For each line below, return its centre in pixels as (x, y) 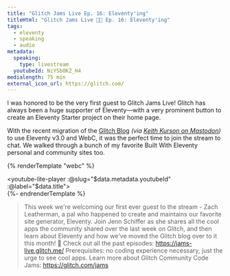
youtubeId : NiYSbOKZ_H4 (47, 71)
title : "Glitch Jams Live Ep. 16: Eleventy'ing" (78, 13)
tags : (15, 26)
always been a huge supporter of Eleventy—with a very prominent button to (114, 110)
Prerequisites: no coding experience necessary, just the (144, 251)
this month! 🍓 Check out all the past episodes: (89, 243)
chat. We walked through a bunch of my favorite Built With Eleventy (102, 145)
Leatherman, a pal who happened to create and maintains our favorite (123, 214)
